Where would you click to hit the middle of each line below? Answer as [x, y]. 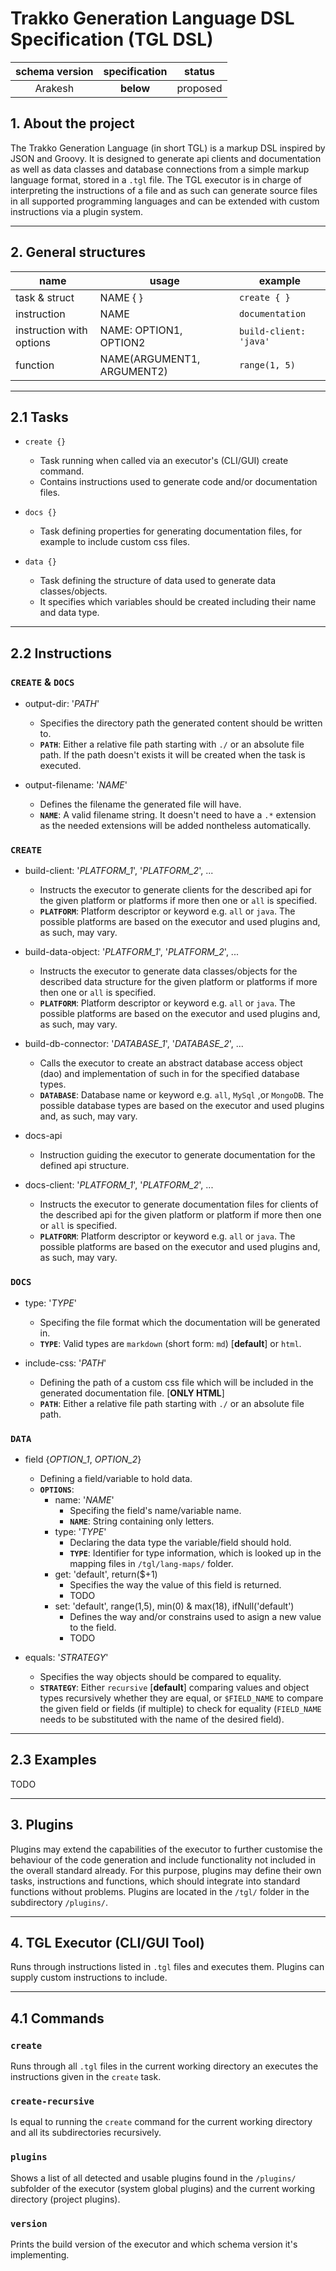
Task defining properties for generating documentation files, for [171, 531]
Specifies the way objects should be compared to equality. [160, 1676]
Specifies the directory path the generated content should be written [181, 723]
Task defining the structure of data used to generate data [158, 581]
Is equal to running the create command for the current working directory [161, 2122]
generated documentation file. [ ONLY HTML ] [132, 1393]
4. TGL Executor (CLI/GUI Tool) [107, 1942]
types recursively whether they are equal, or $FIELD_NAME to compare [181, 1698]
